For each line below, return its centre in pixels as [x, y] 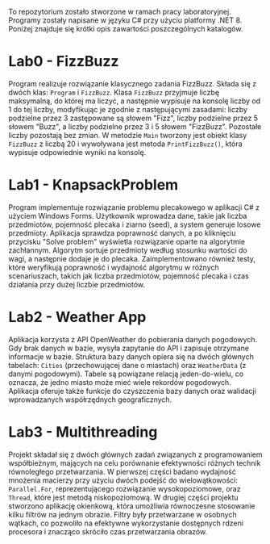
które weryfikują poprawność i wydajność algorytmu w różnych [114, 267]
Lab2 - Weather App [77, 317]
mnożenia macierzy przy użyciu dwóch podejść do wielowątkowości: [123, 480]
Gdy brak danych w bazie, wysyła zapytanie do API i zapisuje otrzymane [129, 348]
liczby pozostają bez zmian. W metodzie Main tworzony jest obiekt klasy [128, 135]
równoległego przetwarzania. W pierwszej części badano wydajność [122, 471]
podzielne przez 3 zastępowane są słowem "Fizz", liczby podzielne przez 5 [133, 118]
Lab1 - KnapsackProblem [93, 185]
